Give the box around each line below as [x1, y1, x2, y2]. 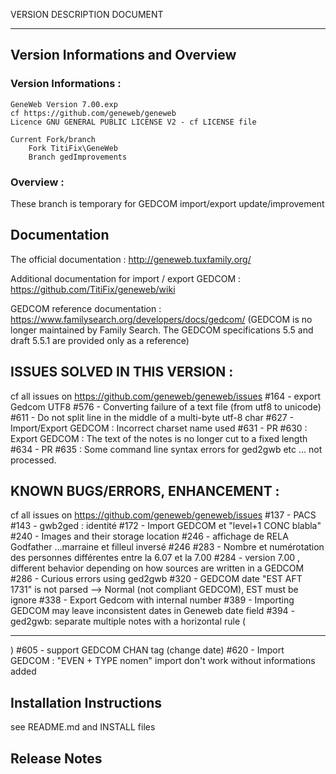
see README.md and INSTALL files [10, 721, 156, 733]
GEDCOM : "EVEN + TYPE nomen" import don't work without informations [10, 655, 316, 667]
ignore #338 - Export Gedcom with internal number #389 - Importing [10, 594, 295, 606]
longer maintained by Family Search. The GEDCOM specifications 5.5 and [10, 324, 314, 336]
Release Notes [10, 750, 103, 767]
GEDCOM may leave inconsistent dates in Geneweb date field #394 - [10, 605, 295, 617]
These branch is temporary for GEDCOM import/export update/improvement [10, 197, 325, 209]
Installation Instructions [10, 694, 163, 711]
